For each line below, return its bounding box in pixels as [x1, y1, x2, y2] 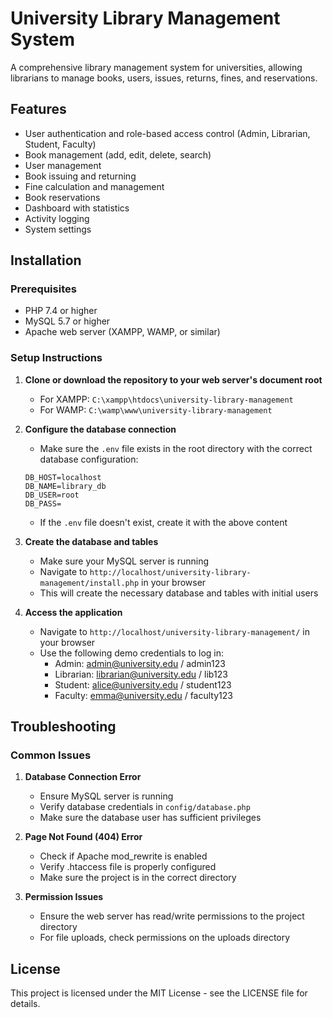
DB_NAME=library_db [24, 481, 107, 491]
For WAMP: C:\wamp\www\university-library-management [39, 403, 273, 416]
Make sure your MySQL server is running [39, 555, 210, 567]
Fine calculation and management [24, 180, 165, 192]
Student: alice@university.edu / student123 [54, 678, 232, 691]
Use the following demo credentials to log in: [39, 647, 225, 659]
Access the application [24, 606, 123, 618]
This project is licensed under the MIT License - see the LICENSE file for [10, 987, 308, 999]
